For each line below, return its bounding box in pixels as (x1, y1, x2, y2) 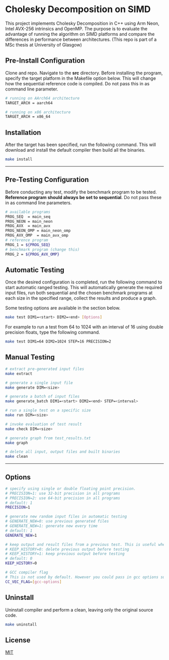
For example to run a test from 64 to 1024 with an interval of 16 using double (5, 324, 163, 330)
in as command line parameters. (5, 200, 72, 206)
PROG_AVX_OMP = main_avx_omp (5, 233, 69, 238)
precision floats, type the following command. (5, 329, 101, 336)
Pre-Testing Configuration (5, 175, 89, 184)
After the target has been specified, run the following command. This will (5, 142, 156, 148)
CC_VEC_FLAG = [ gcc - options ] (5, 579, 62, 584)
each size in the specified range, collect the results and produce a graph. (5, 295, 157, 301)
